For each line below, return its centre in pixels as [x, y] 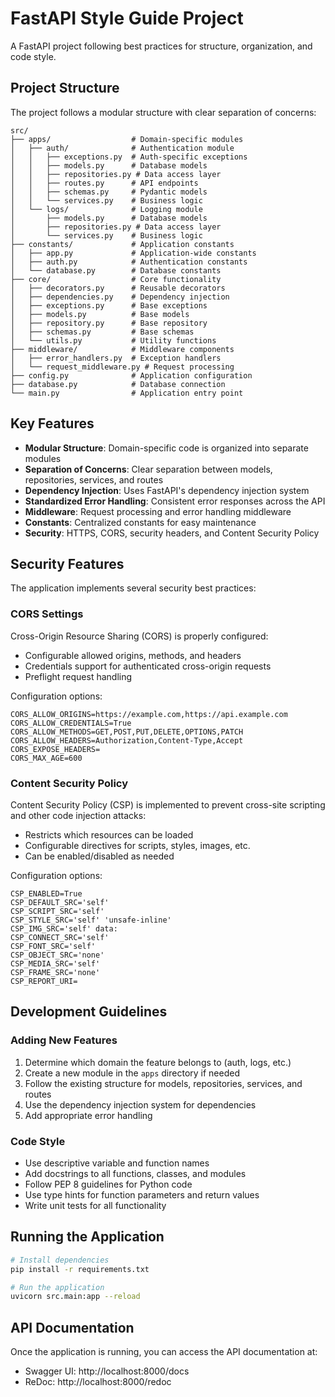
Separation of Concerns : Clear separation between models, [148, 469]
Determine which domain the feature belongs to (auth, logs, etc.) [158, 1062]
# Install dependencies [60, 1260]
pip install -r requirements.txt [80, 1269]
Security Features [67, 563]
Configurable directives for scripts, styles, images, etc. [137, 845]
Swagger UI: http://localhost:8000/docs [107, 1371]
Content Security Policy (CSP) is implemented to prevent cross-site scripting [168, 804]
